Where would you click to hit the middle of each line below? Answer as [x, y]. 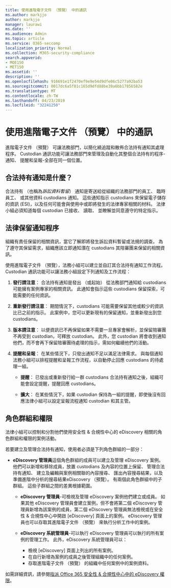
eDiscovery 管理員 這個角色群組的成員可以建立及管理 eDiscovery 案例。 [88, 460]
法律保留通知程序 [32, 228]
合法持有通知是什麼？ [39, 178]
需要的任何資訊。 [35, 295]
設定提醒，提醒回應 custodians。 [64, 383]
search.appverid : [24, 58]
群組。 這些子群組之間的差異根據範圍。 [54, 486]
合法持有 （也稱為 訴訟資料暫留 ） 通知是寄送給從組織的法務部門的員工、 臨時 [86, 191]
